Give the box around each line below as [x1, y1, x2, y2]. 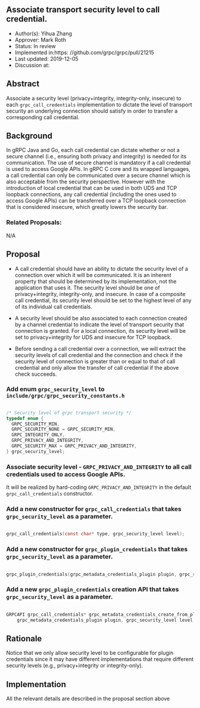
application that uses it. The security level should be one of [14, 284, 160, 291]
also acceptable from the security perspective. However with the [6, 178, 165, 185]
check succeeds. [14, 370, 57, 378]
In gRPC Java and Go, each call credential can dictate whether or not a [6, 146, 180, 154]
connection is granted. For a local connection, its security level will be [14, 327, 186, 334]
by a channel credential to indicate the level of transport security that [14, 321, 185, 328]
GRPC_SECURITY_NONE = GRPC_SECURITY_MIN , [11, 426, 116, 432]
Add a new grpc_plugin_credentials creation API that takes [6, 585, 179, 594]
